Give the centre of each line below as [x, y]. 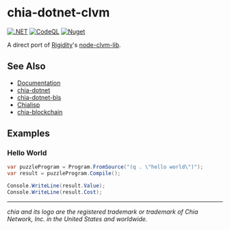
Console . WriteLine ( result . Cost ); [55, 192]
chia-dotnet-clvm [59, 13]
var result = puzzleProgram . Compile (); [64, 174]
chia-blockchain [40, 112]
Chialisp [28, 105]
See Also [26, 66]
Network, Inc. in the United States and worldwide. [77, 219]
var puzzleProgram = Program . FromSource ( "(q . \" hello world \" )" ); [105, 167]
